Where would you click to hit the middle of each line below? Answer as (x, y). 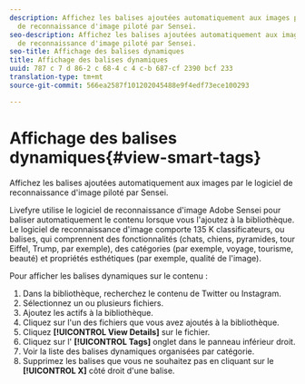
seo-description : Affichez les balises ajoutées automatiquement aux (144, 34)
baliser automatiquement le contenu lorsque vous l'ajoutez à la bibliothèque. (152, 220)
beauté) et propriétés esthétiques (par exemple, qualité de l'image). (135, 258)
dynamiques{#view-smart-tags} (135, 158)
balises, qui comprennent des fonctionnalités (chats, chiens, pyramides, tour (152, 239)
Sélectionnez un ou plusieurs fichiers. (93, 303)
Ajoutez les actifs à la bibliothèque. (88, 312)
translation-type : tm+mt (56, 77)
